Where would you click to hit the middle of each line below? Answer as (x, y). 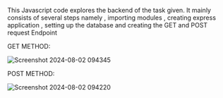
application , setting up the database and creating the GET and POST (108, 25)
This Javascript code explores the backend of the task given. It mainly (109, 10)
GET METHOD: (29, 46)
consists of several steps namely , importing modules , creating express (112, 18)
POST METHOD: (31, 74)
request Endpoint (32, 32)
